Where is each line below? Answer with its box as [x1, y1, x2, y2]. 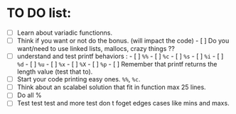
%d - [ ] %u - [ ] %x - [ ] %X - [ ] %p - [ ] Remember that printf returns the [16, 60, 218, 69]
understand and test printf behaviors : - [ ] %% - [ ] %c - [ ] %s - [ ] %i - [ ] [16, 52, 224, 61]
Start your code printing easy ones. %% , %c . [16, 75, 141, 84]
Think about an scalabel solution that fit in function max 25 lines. [16, 83, 207, 91]
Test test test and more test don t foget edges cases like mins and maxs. [16, 99, 230, 108]
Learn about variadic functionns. [16, 28, 113, 37]
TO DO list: [6, 5, 72, 21]
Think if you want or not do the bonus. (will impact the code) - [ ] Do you [16, 37, 230, 45]
